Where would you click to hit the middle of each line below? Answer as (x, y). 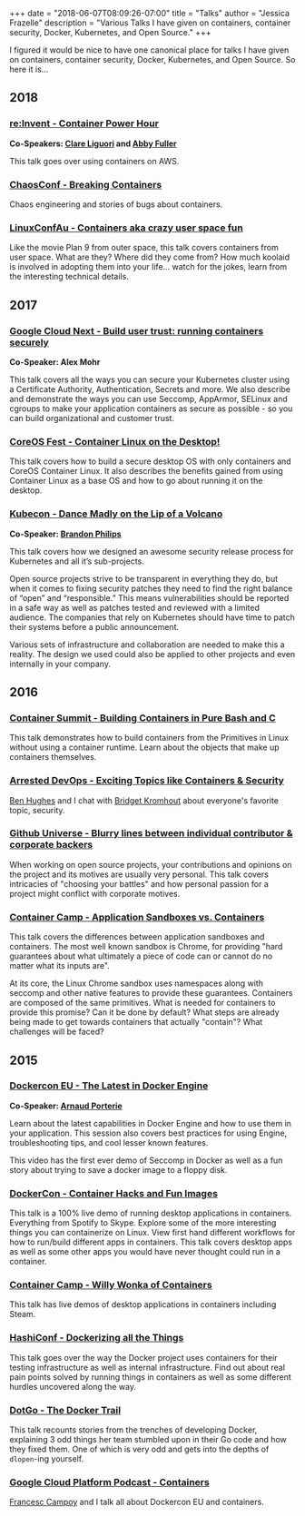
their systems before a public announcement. (94, 626)
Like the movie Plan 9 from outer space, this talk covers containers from (144, 248)
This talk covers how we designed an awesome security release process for (152, 551)
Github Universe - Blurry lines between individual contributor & (151, 833)
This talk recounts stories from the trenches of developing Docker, (133, 1430)
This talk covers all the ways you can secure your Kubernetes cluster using (150, 379)
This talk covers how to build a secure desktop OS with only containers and (151, 461)
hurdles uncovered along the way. (73, 1386)
